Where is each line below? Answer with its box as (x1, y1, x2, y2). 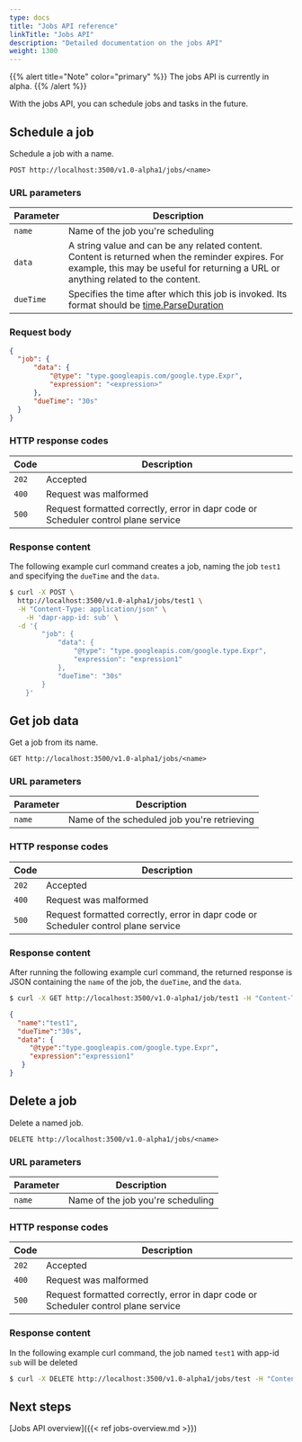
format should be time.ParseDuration (67, 299, 225, 311)
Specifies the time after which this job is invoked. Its (67, 288, 288, 300)
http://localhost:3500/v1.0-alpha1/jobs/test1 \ (17, 596, 203, 605)
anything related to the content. (67, 273, 200, 286)
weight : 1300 (9, 47, 58, 56)
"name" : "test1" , (17, 1018, 78, 1027)
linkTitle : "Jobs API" (9, 30, 94, 39)
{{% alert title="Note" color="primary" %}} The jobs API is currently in (9, 71, 270, 82)
